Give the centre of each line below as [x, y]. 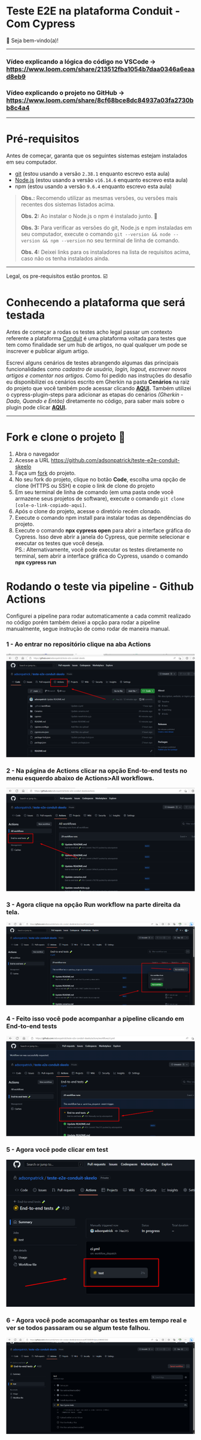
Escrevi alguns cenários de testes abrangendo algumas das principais [92, 363]
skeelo [23, 466]
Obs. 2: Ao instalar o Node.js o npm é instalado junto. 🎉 [89, 216]
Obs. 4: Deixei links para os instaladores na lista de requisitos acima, [106, 252]
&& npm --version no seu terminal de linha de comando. [111, 241]
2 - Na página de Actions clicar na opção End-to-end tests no [97, 771]
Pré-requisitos [43, 139]
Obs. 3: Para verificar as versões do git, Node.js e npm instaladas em [106, 228]
